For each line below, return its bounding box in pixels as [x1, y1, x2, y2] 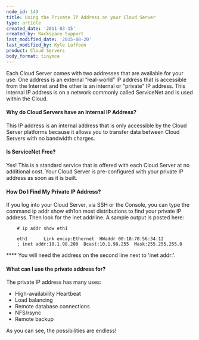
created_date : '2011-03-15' [6, 25, 76, 32]
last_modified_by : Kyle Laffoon [6, 42, 86, 48]
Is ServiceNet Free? [6, 148, 56, 155]
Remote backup [14, 316, 54, 323]
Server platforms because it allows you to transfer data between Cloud [6, 128, 180, 135]
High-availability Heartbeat [14, 290, 82, 298]
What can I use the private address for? [6, 265, 106, 272]
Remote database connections [14, 303, 91, 310]
